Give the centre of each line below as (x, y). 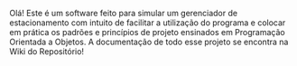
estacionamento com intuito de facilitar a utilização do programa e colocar (148, 23)
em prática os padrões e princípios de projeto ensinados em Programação (148, 32)
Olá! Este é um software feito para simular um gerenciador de (123, 13)
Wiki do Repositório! (46, 52)
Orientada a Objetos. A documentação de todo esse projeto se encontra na (149, 42)
